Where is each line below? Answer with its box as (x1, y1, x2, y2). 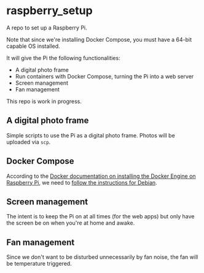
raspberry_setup (6, 4, 93, 18)
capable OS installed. (6, 42, 60, 50)
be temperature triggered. (6, 260, 72, 267)
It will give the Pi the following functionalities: (6, 54, 121, 61)
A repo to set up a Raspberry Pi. (6, 24, 87, 31)
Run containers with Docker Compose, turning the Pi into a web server (15, 72, 194, 80)
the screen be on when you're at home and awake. (6, 219, 135, 227)
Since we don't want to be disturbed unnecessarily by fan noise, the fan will (6, 253, 198, 261)
